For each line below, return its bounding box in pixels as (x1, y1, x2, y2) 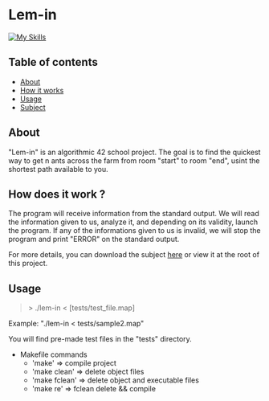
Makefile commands (19, 350, 88, 359)
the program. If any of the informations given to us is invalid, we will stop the (8, 226, 261, 235)
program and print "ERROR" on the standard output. (8, 235, 180, 244)
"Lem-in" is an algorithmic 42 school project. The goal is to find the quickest (8, 147, 261, 157)
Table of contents (8, 55, 98, 69)
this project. (8, 259, 48, 268)
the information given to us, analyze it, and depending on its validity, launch (8, 217, 259, 227)
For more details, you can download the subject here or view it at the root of (8, 250, 259, 260)
